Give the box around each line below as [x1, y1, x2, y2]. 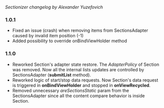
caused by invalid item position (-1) [12, 33, 84, 39]
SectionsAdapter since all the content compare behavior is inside [12, 93, 145, 99]
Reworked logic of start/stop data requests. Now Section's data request [12, 77, 159, 83]
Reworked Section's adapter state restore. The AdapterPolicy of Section [12, 61, 160, 67]
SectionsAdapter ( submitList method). [12, 72, 91, 78]
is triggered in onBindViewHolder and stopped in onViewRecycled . [12, 82, 151, 88]
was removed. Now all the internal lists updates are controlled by [12, 66, 144, 73]
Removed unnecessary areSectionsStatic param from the [12, 87, 129, 93]
